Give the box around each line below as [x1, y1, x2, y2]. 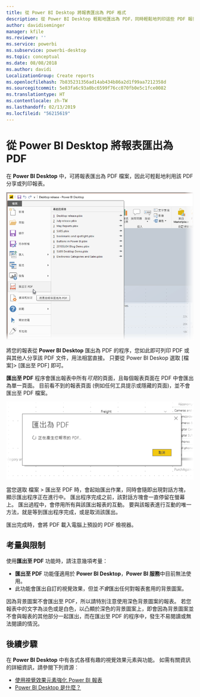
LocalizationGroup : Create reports [6, 72, 95, 79]
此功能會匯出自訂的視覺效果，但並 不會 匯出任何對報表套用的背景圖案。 [14, 585, 187, 592]
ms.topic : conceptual [6, 54, 60, 60]
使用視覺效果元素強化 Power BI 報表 [14, 676, 103, 683]
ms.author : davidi [6, 66, 52, 72]
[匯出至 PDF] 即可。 [18, 361, 67, 369]
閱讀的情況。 [11, 620, 43, 627]
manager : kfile [6, 29, 44, 35]
